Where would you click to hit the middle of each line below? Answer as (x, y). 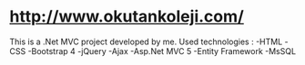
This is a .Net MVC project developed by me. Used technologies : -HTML (146, 42)
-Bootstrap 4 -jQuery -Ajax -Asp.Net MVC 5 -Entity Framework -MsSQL (162, 51)
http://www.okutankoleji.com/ (127, 17)
